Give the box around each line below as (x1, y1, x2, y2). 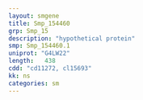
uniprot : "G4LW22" (8, 49, 70, 57)
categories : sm (8, 79, 60, 87)
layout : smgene (8, 11, 60, 20)
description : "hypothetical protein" (8, 34, 136, 43)
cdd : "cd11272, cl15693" (8, 65, 92, 73)
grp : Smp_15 (8, 27, 48, 35)
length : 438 (8, 57, 57, 65)
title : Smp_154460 (8, 19, 70, 27)
